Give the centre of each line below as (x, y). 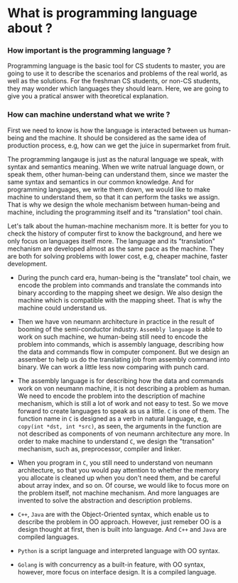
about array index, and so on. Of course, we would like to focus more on (123, 485)
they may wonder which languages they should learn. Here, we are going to (118, 89)
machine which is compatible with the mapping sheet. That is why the (120, 300)
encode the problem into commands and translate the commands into (120, 285)
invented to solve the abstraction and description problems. (105, 500)
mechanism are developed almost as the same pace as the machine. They (116, 248)
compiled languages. (48, 537)
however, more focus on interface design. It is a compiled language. (117, 572)
